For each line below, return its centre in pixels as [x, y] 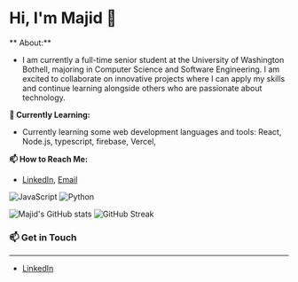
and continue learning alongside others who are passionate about [142, 88]
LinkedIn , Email [50, 179]
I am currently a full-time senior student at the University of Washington [153, 59]
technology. [44, 98]
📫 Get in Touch [43, 237]
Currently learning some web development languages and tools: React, [152, 131]
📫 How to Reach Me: [49, 159]
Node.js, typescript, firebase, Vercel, [89, 141]
